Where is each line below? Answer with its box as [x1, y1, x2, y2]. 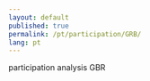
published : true [8, 21, 69, 30]
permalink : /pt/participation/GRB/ [8, 29, 142, 38]
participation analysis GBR [8, 62, 106, 73]
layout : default [8, 12, 69, 22]
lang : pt [8, 37, 41, 47]
